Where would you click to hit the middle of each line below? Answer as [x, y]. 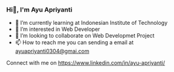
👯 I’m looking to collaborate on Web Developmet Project [85, 36]
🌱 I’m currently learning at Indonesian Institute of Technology [91, 23]
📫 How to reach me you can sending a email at [74, 42]
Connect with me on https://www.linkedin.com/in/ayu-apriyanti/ [86, 63]
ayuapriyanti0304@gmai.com [52, 51]
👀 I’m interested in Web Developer [58, 29]
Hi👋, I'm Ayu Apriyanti [39, 10]
